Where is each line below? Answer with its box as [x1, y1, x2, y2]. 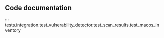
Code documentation [5, 4, 72, 12]
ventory [5, 27, 21, 33]
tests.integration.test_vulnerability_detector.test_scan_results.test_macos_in [5, 22, 160, 28]
